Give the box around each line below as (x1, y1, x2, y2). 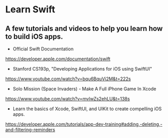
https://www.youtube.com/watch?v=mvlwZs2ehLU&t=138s (5, 96, 130, 101)
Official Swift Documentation (12, 46, 73, 52)
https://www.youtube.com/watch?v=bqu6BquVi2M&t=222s (5, 76, 131, 82)
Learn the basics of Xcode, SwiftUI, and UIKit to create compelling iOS (12, 106, 162, 112)
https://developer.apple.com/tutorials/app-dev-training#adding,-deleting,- (5, 121, 163, 127)
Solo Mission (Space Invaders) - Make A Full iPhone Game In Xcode (12, 86, 157, 92)
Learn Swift (5, 4, 55, 15)
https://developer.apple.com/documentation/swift (5, 56, 110, 62)
